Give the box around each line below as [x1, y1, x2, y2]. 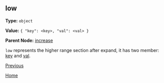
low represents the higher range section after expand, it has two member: [5, 47, 159, 53]
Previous [5, 62, 24, 68]
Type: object [5, 17, 33, 23]
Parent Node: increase [5, 37, 53, 43]
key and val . [5, 52, 31, 59]
